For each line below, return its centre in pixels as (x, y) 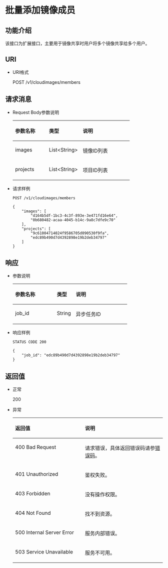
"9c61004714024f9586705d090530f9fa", (70, 233)
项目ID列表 (95, 170)
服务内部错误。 (102, 533)
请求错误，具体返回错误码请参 (120, 448)
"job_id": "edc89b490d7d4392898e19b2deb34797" (71, 355)
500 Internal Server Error (44, 532)
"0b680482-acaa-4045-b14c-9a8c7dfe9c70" (73, 220)
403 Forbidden (32, 494)
